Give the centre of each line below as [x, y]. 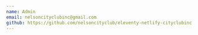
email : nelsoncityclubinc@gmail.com [51, 17]
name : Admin [21, 12]
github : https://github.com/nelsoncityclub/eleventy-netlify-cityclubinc [99, 23]
